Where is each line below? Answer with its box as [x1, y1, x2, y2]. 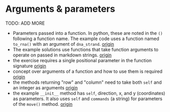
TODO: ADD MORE [5, 20, 45, 26]
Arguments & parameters [5, 3, 116, 15]
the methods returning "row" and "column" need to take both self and [12, 79, 162, 85]
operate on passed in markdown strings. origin [12, 52, 112, 58]
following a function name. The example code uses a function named [12, 35, 159, 42]
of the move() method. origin [12, 101, 73, 107]
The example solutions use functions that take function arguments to [12, 46, 159, 52]
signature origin [12, 63, 46, 69]
